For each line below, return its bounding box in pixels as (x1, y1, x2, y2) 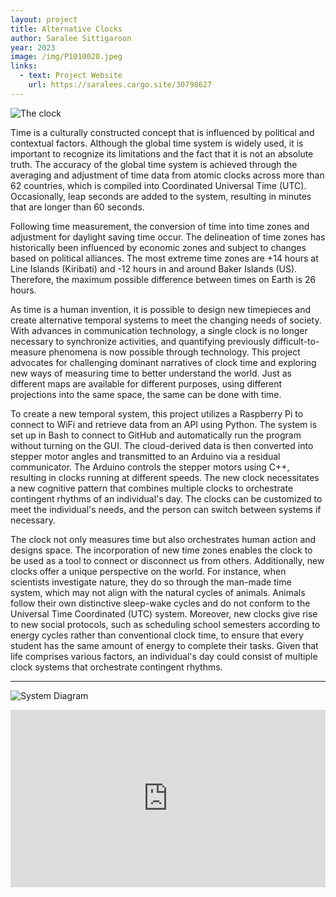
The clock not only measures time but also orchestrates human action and (10, 533, 317, 545)
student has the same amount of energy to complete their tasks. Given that (10, 639, 319, 651)
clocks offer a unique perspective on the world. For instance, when (10, 565, 287, 577)
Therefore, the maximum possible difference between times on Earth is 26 (10, 273, 317, 285)
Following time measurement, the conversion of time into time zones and (10, 220, 310, 232)
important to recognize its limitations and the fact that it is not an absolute (10, 147, 314, 160)
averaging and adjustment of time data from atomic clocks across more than (10, 169, 325, 181)
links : (10, 61, 38, 71)
